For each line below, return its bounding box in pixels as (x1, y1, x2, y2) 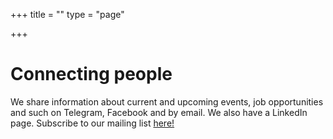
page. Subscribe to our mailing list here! (10, 117, 175, 129)
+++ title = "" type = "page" (10, 9, 125, 20)
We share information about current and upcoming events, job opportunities (10, 95, 324, 108)
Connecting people (10, 63, 173, 86)
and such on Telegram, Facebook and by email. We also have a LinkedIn (10, 106, 308, 118)
